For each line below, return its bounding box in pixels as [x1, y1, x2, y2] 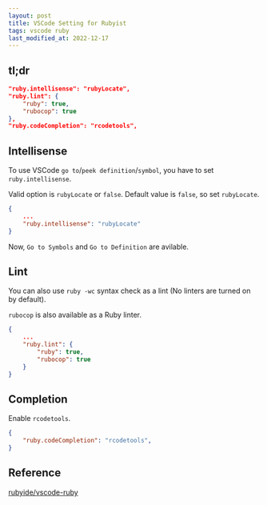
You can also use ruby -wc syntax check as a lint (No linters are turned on [8, 286, 251, 296]
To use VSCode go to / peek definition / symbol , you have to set [8, 166, 214, 175]
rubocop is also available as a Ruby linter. [8, 310, 142, 320]
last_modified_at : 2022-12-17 [8, 34, 110, 42]
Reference [8, 466, 62, 480]
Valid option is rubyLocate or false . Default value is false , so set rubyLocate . [8, 190, 260, 199]
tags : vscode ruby [8, 26, 70, 34]
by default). [8, 295, 46, 304]
